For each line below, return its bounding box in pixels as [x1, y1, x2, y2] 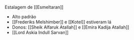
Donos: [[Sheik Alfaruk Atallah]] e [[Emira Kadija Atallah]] [11, 24, 129, 30]
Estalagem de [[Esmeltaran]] [4, 4, 63, 10]
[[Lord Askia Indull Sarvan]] [11, 30, 68, 35]
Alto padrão [11, 14, 36, 19]
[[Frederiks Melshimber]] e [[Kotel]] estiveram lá [11, 19, 111, 25]
